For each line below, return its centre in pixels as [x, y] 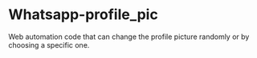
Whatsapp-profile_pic [83, 15]
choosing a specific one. [49, 44]
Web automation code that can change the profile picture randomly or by [129, 37]
